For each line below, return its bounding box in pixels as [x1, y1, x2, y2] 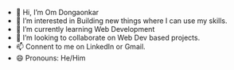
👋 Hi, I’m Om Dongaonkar [15, 8, 99, 17]
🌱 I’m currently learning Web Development [15, 25, 155, 33]
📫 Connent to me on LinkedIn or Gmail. [15, 42, 146, 51]
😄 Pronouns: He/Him [15, 53, 86, 63]
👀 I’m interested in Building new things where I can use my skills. [15, 16, 228, 25]
